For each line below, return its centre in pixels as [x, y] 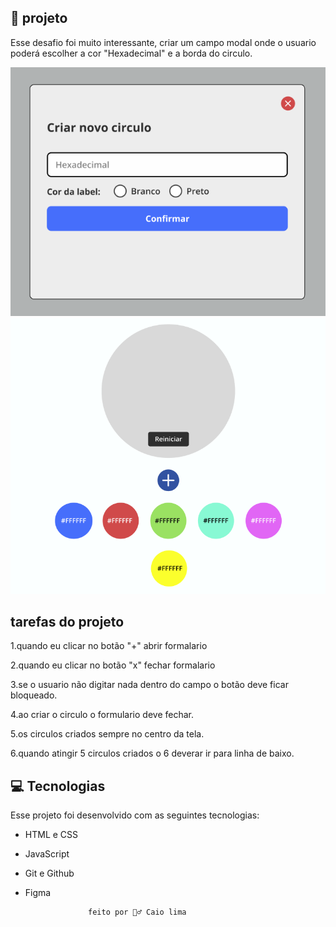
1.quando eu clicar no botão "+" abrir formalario [109, 646]
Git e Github [49, 873]
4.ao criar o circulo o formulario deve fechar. [102, 715]
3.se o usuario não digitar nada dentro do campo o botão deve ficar [149, 685]
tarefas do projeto [67, 622]
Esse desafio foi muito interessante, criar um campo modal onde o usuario [163, 42]
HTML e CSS [51, 835]
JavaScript [47, 854]
